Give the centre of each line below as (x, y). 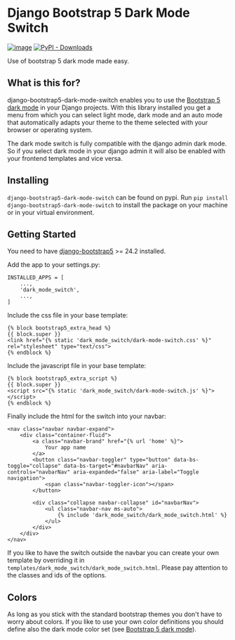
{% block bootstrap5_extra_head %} (59, 328)
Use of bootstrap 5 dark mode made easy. (68, 60)
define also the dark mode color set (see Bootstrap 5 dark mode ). (102, 629)
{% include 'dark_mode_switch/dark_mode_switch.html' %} (142, 515)
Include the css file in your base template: (68, 315)
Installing (28, 181)
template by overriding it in (46, 561)
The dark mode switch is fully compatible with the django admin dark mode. (117, 143)
